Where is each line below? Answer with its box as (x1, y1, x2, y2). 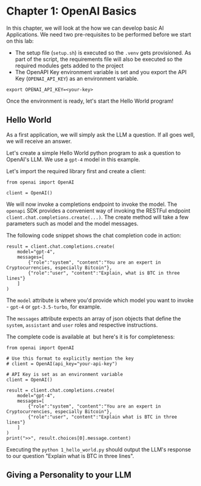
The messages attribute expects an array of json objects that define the (6, 315, 182, 322)
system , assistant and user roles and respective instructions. (6, 321, 158, 329)
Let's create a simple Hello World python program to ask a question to (6, 149, 181, 156)
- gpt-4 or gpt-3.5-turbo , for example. (6, 303, 102, 310)
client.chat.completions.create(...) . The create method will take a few (6, 213, 189, 221)
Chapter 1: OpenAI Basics (6, 4, 137, 18)
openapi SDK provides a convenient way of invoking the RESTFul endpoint (6, 207, 191, 214)
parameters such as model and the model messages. (6, 220, 139, 227)
